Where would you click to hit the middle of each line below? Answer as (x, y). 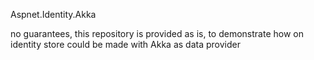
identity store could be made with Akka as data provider (125, 44)
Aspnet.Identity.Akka (53, 14)
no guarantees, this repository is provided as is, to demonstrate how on (157, 33)
